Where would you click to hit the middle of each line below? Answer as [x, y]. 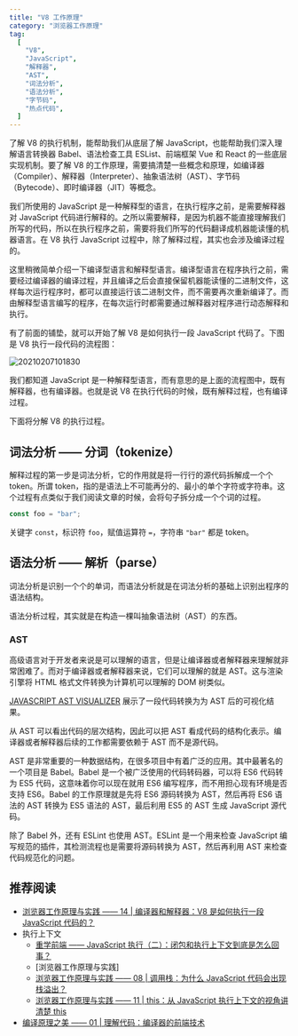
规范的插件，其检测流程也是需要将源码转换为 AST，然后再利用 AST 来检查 [152, 846]
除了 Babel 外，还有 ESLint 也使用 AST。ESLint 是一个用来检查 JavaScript [143, 835]
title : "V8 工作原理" [47, 17]
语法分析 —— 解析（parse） [86, 563]
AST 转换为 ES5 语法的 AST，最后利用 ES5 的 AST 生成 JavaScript [147, 805]
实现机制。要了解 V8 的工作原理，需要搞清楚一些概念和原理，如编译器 [137, 165]
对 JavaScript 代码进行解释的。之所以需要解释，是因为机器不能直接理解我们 [148, 218]
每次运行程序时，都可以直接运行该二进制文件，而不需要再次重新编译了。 [149, 292]
